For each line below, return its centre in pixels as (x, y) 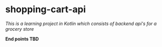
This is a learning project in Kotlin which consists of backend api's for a (81, 24)
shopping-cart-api (46, 9)
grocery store (20, 29)
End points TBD (22, 39)
